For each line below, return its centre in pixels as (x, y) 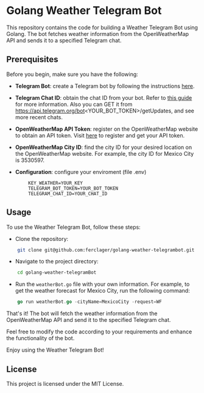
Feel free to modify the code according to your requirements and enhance (99, 332)
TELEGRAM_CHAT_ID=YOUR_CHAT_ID (68, 193)
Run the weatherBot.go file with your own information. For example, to (102, 284)
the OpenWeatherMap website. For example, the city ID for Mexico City (104, 153)
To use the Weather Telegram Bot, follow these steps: (74, 227)
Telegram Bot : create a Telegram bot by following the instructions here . (105, 86)
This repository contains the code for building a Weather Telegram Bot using (102, 27)
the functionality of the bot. (40, 338)
